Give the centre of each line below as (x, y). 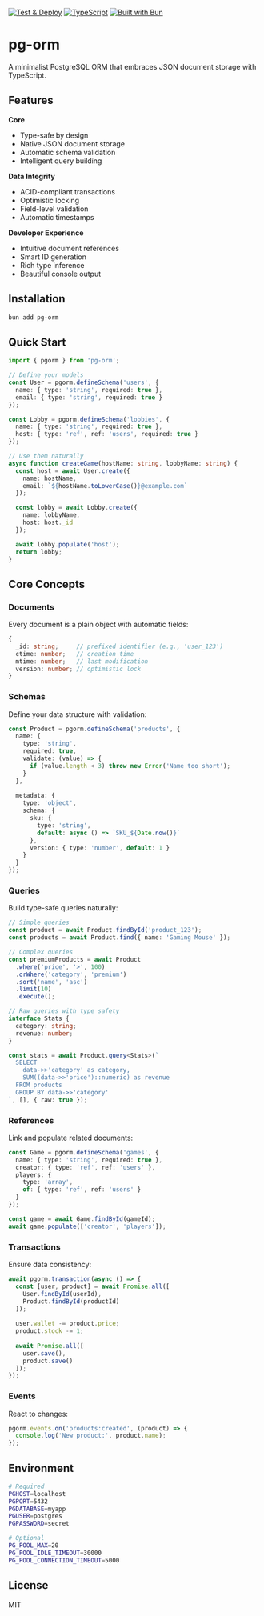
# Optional (26, 1538)
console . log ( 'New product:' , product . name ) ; (91, 1436)
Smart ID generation (53, 257)
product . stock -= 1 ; (50, 1331)
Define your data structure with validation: (78, 714)
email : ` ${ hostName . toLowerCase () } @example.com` (105, 486)
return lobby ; (39, 552)
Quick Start (37, 342)
